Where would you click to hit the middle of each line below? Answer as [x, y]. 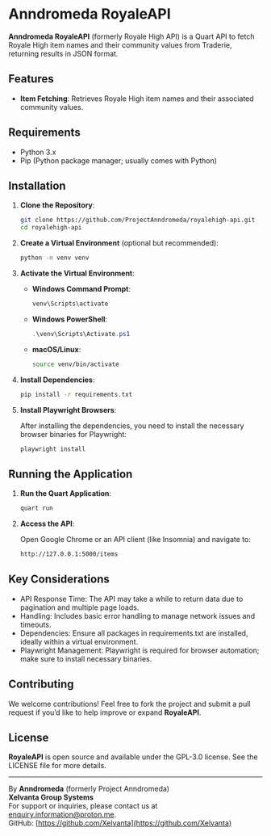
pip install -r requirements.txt [76, 394]
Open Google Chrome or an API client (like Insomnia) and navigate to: [135, 540]
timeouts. [35, 624]
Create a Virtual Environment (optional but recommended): [119, 243]
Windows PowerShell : [69, 319]
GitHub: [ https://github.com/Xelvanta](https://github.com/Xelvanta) [120, 823]
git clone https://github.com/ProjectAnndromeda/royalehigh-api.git [138, 220]
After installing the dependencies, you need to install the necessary [132, 426]
